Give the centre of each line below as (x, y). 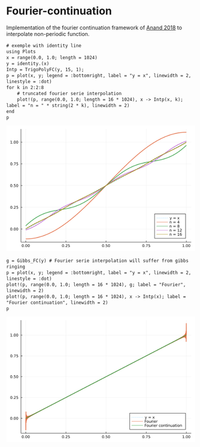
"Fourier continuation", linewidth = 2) (57, 302)
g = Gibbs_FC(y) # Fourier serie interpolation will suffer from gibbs (97, 261)
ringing (16, 267)
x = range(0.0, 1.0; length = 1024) (52, 57)
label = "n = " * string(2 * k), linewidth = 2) (68, 105)
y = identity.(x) (28, 63)
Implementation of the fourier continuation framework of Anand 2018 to (94, 28)
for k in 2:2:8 (25, 87)
